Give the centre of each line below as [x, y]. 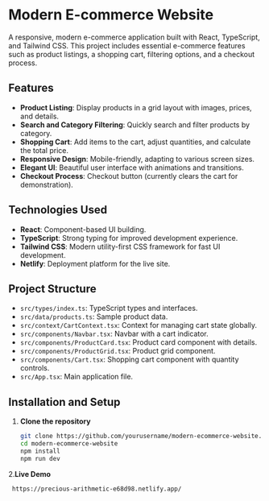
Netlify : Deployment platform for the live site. [95, 263]
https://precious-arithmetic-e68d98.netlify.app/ [97, 489]
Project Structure [52, 289]
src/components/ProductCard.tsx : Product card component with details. [139, 342]
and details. [39, 116]
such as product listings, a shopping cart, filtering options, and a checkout [132, 54]
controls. [35, 368]
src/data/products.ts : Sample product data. [94, 317]
